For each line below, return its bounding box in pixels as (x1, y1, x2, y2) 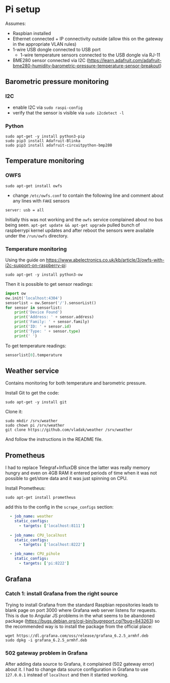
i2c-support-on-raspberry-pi (5, 262, 66, 268)
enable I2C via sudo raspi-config (12, 104, 83, 110)
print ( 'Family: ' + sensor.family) (14, 319, 90, 324)
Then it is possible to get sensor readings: (5, 281, 93, 287)
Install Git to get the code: (5, 390, 59, 396)
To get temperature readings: (5, 342, 66, 349)
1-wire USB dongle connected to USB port (12, 46, 101, 52)
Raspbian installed (12, 30, 51, 36)
